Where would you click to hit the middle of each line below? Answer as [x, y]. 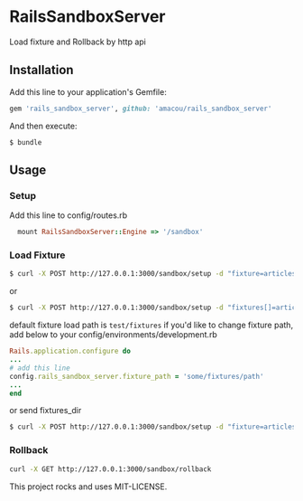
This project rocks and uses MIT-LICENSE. [88, 487]
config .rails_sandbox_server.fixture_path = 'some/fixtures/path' [137, 376]
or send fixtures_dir [46, 411]
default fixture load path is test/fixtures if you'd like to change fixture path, [151, 325]
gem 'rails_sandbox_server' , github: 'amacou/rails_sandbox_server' [141, 109]
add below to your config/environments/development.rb [114, 335]
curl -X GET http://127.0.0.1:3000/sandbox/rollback [110, 469]
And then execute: [43, 126]
